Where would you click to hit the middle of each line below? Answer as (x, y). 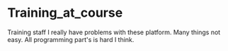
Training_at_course (65, 13)
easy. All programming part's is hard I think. (71, 39)
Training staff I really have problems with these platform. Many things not (114, 32)
